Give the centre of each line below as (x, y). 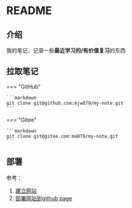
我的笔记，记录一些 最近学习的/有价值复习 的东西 (66, 50)
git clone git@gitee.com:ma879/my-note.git (62, 136)
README (29, 11)
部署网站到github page (43, 198)
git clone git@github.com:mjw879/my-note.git (65, 103)
